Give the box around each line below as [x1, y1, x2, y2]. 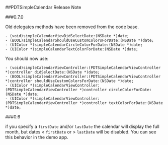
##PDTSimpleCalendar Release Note [5, 5, 81, 10]
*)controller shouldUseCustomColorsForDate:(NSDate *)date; [5, 79, 134, 84]
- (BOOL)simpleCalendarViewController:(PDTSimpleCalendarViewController [5, 74, 161, 79]
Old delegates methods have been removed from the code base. [5, 24, 139, 30]
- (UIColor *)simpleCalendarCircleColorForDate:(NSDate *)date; [5, 42, 143, 47]
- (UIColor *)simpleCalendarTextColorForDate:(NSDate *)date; [5, 47, 138, 52]
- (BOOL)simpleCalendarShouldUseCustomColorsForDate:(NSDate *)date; [5, 38, 154, 43]
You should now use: [5, 55, 49, 61]
